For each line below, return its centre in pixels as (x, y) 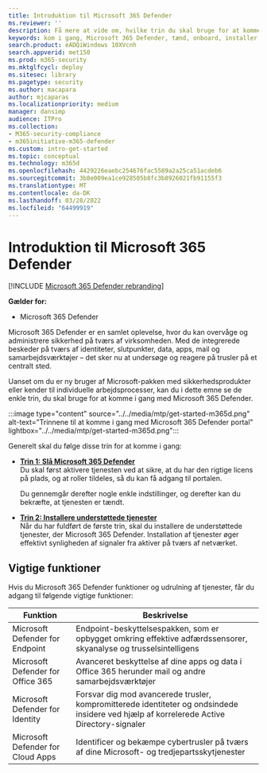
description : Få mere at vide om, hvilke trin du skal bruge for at (124, 30)
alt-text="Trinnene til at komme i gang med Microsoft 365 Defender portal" (131, 422)
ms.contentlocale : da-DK (49, 193)
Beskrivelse (165, 616)
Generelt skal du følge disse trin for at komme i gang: (95, 446)
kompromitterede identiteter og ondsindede (157, 705)
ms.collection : (33, 126)
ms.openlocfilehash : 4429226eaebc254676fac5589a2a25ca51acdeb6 (115, 171)
